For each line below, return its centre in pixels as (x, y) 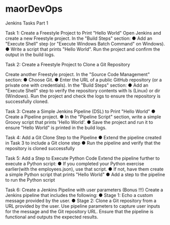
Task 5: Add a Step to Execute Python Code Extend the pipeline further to (82, 158)
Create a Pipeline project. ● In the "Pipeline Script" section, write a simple (83, 117)
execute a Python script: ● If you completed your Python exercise (75, 163)
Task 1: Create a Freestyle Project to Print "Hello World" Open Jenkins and (83, 33)
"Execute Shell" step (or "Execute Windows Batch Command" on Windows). (85, 43)
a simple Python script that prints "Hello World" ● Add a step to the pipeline (85, 174)
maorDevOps (34, 9)
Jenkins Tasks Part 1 (27, 23)
